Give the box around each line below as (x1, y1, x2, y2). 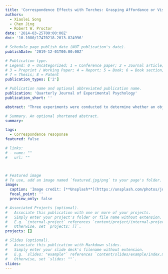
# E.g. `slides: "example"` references (5, 252, 93, 257)
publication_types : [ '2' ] (5, 77, 59, 82)
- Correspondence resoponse (9, 132, 68, 137)
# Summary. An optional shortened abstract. (5, 114, 99, 119)
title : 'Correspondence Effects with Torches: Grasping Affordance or (5, 7, 155, 13)
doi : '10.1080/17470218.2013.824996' (5, 36, 84, 41)
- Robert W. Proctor (9, 26, 52, 31)
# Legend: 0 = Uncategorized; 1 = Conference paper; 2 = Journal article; (5, 63, 164, 68)
